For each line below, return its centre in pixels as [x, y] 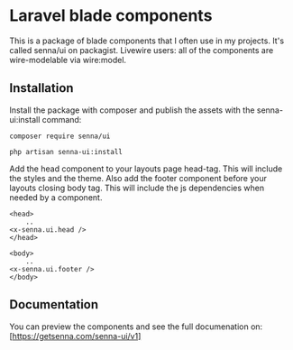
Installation [41, 88]
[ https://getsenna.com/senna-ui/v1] [75, 336]
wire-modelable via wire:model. [68, 60]
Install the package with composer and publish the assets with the [132, 110]
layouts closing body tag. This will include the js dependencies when [137, 188]
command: [62, 119]
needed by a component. [56, 197]
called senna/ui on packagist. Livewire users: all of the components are [142, 50]
